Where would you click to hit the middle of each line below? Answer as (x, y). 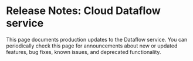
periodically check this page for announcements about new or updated (92, 46)
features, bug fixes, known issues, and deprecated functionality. (84, 52)
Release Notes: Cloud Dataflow (83, 11)
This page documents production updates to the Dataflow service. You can (97, 39)
